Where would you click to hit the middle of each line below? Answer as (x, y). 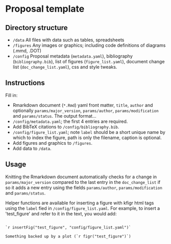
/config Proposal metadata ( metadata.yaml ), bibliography (72, 56)
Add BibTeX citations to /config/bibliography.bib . (66, 127)
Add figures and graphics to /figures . (53, 143)
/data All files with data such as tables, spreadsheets (68, 40)
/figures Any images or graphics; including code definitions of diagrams (89, 45)
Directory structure (36, 28)
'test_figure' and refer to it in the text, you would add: (61, 213)
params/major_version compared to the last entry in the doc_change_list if (83, 182)
